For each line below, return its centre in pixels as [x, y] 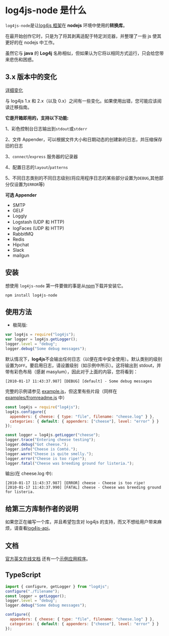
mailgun [21, 255]
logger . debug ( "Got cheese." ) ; [37, 444]
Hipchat [21, 244]
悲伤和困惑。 [23, 59]
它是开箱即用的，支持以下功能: [37, 118]
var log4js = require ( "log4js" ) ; [40, 335]
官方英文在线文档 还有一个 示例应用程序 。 [48, 559]
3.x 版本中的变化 [31, 77]
